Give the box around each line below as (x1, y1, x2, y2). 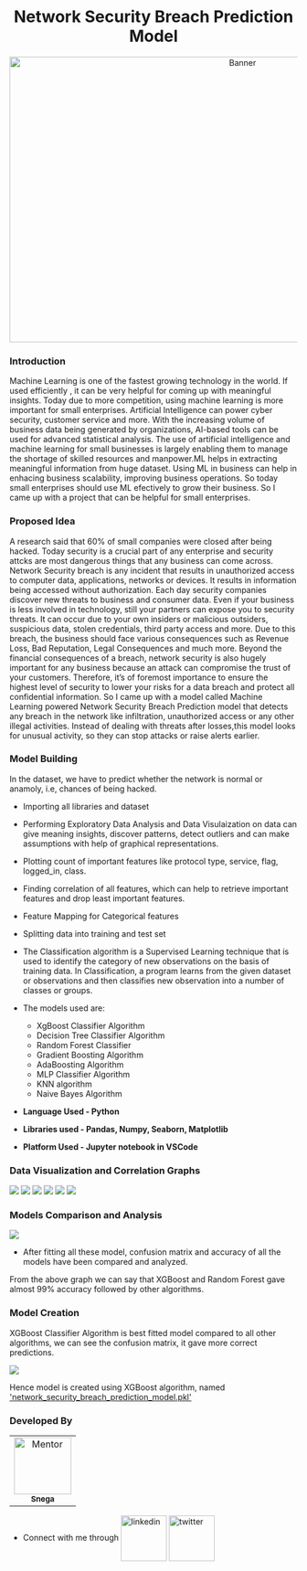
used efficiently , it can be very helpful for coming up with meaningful (9, 386, 271, 397)
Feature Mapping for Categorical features (22, 910, 180, 921)
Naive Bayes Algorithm (36, 1088, 122, 1099)
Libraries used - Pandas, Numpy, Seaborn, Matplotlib (22, 1123, 228, 1134)
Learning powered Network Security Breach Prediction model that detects (9, 701, 289, 712)
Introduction (9, 355, 66, 367)
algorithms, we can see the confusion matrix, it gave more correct (9, 1337, 258, 1348)
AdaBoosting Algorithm (36, 1058, 124, 1070)
